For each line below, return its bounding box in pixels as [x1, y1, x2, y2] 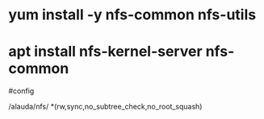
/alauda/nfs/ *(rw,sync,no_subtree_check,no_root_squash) [8, 102, 203, 112]
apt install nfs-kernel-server [8, 43, 203, 61]
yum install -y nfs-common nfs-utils [8, 6, 257, 24]
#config [8, 86, 35, 96]
